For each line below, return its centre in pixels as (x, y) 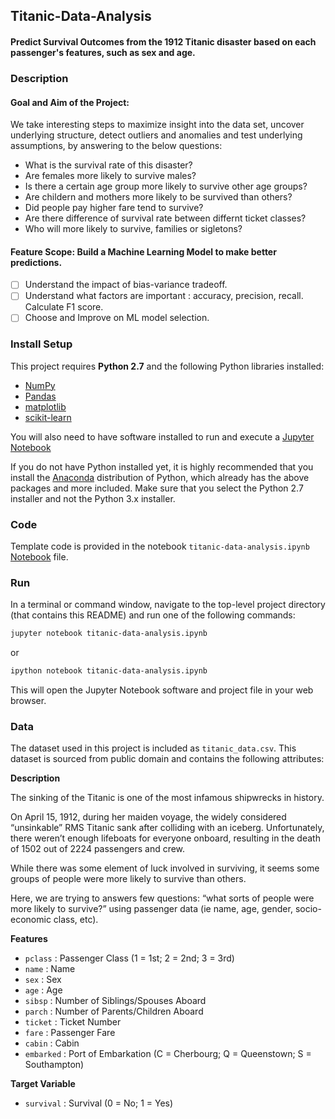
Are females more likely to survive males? (110, 176)
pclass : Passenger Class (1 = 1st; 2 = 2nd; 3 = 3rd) (129, 958)
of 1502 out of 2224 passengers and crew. (98, 849)
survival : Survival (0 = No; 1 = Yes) (99, 1103)
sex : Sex (43, 980)
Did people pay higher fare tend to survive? (114, 208)
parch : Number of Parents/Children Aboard (114, 1011)
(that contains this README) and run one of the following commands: (153, 615)
